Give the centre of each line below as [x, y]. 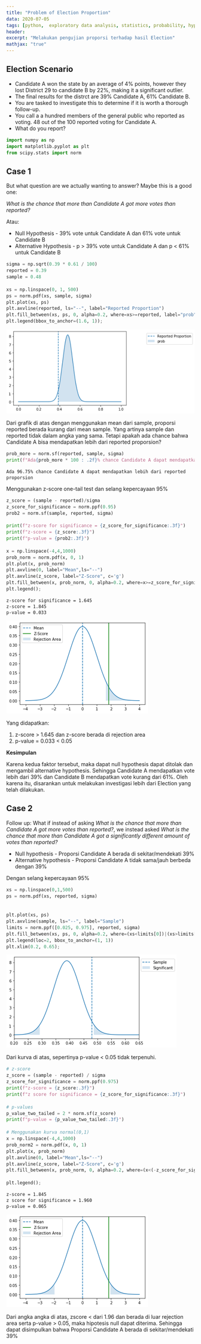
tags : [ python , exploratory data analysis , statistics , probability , [96, 25]
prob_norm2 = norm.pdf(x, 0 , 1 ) [46, 1145]
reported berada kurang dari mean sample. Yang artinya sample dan [90, 429]
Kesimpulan [22, 752]
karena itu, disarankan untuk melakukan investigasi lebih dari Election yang [99, 783]
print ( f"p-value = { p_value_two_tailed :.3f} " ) [65, 1120]
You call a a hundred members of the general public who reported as [100, 115]
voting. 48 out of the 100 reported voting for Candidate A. [86, 122]
